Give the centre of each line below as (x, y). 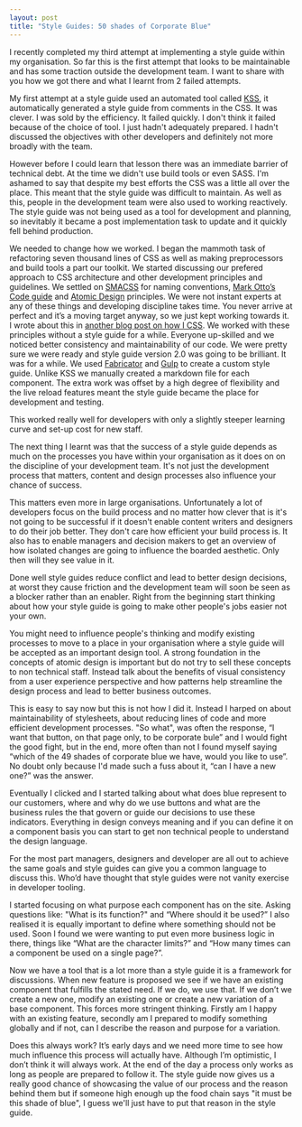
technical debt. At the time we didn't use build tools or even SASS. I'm (139, 173)
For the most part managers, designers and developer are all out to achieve (149, 858)
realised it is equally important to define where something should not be (143, 924)
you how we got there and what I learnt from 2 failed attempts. (125, 80)
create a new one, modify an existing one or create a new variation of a (142, 999)
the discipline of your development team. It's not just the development (139, 465)
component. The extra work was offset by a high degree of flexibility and (145, 382)
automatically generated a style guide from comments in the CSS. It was (143, 107)
